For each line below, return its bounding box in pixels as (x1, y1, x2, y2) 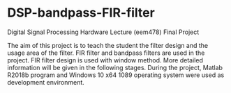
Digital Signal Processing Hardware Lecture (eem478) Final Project (7, 28, 200, 36)
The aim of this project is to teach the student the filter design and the (7, 41, 208, 49)
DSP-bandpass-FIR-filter (7, 5, 155, 21)
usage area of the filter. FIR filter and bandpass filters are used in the (7, 49, 205, 57)
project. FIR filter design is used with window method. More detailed (7, 56, 204, 64)
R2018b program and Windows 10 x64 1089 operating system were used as (7, 71, 225, 79)
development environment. (7, 78, 85, 86)
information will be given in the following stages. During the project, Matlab (7, 63, 223, 71)
